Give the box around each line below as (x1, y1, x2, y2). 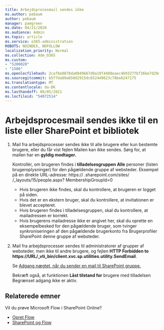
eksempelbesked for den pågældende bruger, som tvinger (19, 223, 137, 229)
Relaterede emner (5, 292, 61, 300)
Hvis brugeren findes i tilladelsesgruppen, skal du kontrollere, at (19, 207, 148, 213)
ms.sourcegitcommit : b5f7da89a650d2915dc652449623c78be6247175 (5, 76, 137, 80)
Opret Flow (12, 314, 35, 320)
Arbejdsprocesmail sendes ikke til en (5, 115, 159, 126)
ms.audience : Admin (5, 30, 45, 35)
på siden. (19, 192, 38, 198)
